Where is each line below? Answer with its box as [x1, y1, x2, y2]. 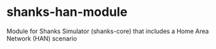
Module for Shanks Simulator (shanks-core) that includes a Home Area [6, 27, 209, 35]
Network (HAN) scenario [6, 34, 77, 42]
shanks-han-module [6, 4, 128, 20]
